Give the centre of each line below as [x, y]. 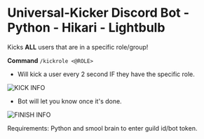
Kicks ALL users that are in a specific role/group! [78, 47]
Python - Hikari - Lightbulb [86, 28]
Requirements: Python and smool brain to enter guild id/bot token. [102, 128]
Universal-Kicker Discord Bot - [98, 13]
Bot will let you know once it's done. [69, 101]
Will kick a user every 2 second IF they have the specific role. [106, 74]
